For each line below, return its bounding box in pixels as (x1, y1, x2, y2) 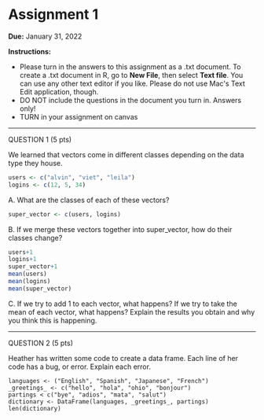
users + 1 (8, 248, 34, 256)
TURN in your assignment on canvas (19, 112, 138, 121)
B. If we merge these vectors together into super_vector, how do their (8, 224, 233, 234)
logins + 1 (8, 256, 37, 263)
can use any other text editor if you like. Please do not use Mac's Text (19, 79, 245, 88)
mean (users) (8, 270, 47, 278)
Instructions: (8, 46, 52, 56)
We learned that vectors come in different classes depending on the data (8, 149, 244, 159)
